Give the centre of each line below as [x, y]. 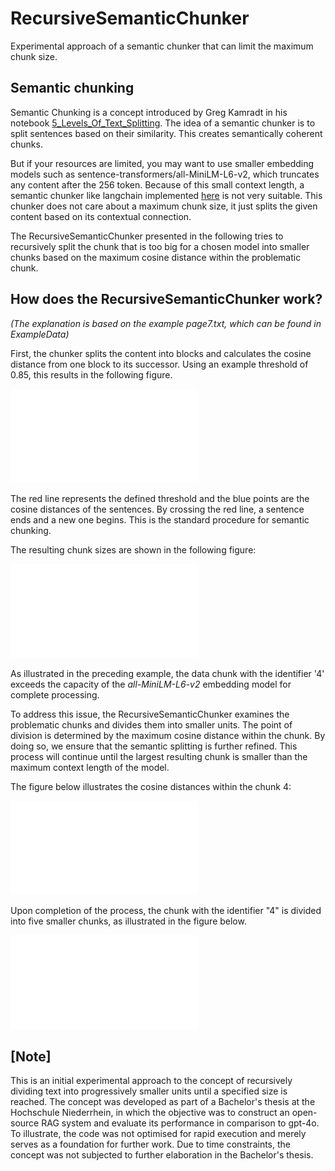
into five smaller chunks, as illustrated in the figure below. [128, 921]
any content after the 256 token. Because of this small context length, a [157, 184]
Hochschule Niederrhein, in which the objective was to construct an [150, 1113]
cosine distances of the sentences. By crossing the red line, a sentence [157, 509]
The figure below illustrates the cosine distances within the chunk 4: [151, 786]
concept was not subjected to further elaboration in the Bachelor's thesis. [162, 1155]
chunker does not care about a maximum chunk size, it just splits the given [164, 206]
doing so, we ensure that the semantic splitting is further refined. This [154, 746]
